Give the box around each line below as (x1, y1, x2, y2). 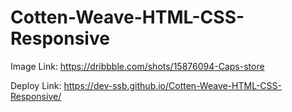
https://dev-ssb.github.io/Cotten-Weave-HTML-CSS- (63, 79, 282, 91)
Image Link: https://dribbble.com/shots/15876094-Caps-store (10, 60, 265, 72)
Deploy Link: (10, 79, 62, 91)
